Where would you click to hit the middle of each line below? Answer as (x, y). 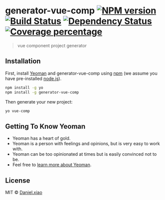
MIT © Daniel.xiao (24, 192)
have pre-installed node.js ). (33, 78)
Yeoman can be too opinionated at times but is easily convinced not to (84, 154)
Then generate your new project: (39, 101)
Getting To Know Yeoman (45, 126)
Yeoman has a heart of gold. (41, 138)
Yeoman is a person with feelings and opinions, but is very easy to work (86, 144)
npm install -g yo (24, 88)
